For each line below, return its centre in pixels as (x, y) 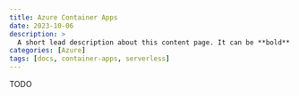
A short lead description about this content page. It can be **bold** (154, 42)
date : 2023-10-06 (42, 26)
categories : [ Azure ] (48, 51)
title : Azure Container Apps (64, 17)
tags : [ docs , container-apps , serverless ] (90, 59)
